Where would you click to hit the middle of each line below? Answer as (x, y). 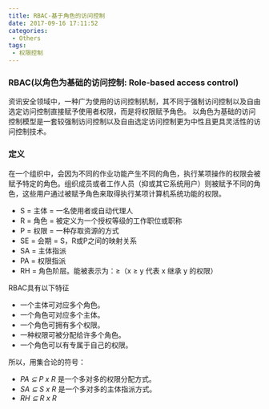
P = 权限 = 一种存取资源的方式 (70, 230)
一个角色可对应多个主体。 (62, 314)
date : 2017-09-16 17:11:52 (53, 23)
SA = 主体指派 (43, 250)
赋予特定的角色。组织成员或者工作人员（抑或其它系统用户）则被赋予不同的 (131, 183)
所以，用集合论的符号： (47, 362)
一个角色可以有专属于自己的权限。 (76, 345)
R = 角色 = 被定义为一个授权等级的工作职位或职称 (101, 221)
